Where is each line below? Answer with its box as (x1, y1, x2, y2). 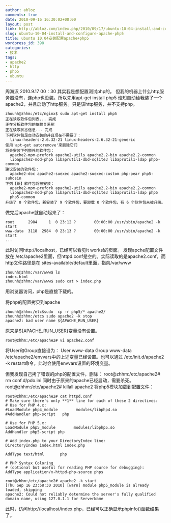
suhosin (5, 176, 22, 181)
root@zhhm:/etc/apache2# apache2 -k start (5, 478, 97, 483)
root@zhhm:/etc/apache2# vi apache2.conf (5, 338, 95, 343)
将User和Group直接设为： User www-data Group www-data (5, 347, 132, 354)
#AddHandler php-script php (5, 412, 70, 417)
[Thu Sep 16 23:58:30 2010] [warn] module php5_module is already (5, 483, 149, 488)
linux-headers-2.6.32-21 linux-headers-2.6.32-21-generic (10, 137, 136, 142)
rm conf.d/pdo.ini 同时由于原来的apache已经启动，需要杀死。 (5, 377, 134, 383)
